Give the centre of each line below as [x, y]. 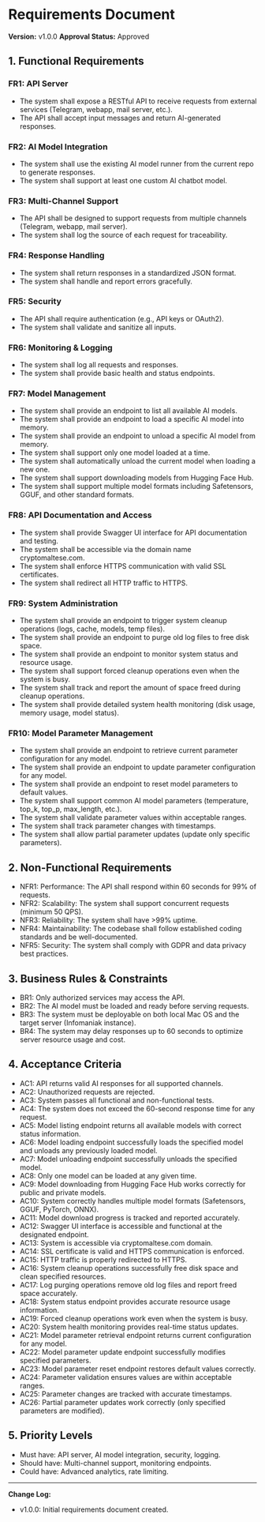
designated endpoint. [54, 1235]
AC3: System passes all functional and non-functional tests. [117, 1100]
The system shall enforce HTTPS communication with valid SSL [123, 566]
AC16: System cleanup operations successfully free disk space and [129, 1268]
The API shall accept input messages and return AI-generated [120, 118]
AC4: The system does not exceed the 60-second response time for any [137, 1108]
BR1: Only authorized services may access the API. [102, 998]
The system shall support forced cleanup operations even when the [129, 671]
